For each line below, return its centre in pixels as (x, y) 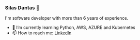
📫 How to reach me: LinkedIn (42, 33)
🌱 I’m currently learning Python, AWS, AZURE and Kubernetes (74, 27)
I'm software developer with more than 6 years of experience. (67, 18)
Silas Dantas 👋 (22, 8)
